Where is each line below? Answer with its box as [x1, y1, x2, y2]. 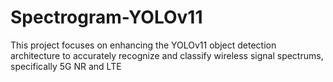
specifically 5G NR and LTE [10, 60, 122, 72]
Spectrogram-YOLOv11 [10, 6, 203, 29]
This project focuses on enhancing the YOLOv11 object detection [10, 39, 277, 51]
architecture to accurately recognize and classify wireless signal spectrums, [10, 49, 324, 61]
